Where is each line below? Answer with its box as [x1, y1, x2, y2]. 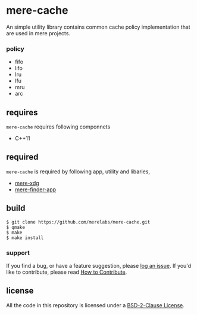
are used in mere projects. [6, 29, 70, 36]
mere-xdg [14, 179, 40, 186]
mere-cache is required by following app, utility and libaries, [6, 168, 151, 175]
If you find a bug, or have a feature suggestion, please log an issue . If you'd [6, 262, 192, 269]
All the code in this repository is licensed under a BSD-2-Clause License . [6, 301, 185, 308]
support [6, 249, 30, 257]
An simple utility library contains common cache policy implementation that [6, 23, 190, 30]
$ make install [6, 234, 44, 241]
